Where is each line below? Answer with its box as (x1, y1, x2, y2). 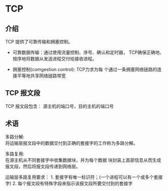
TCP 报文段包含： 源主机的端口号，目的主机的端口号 (5, 103, 114, 109)
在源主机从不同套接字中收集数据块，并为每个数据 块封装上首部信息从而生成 (5, 157, 161, 163)
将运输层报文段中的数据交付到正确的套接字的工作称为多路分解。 (5, 140, 138, 146)
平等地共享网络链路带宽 (17, 73, 66, 79)
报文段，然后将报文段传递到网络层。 (5, 163, 81, 169)
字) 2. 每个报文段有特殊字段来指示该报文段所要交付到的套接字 (5, 180, 133, 186)
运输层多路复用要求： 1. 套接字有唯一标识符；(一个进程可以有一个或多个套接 (5, 174, 163, 180)
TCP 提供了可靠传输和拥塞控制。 (5, 39, 73, 44)
